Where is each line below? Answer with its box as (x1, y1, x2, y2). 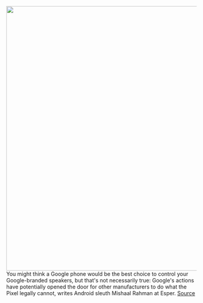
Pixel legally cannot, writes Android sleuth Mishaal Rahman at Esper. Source (6, 290, 195, 296)
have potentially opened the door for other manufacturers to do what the (6, 283, 187, 290)
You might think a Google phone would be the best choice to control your (6, 270, 188, 278)
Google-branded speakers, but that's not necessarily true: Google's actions (6, 277, 195, 284)
